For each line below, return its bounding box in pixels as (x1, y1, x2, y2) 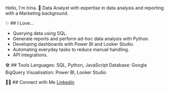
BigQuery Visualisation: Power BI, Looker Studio (5, 69, 107, 75)
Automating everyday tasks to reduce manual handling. (12, 46, 130, 52)
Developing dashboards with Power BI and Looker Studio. (12, 41, 135, 47)
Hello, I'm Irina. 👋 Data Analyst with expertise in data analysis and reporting (5, 5, 164, 11)
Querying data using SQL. (12, 31, 68, 36)
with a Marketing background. (5, 10, 69, 16)
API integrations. (12, 52, 48, 58)
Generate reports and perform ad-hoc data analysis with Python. (12, 36, 150, 42)
